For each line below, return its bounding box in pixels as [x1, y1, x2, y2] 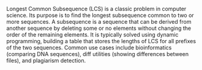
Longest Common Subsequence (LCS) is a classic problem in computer [6, 5, 187, 12]
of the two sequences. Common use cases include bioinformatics [6, 44, 172, 51]
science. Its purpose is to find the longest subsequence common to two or [6, 12, 194, 19]
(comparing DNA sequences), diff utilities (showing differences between [6, 51, 189, 57]
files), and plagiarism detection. [6, 57, 86, 64]
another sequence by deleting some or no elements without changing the [6, 24, 192, 32]
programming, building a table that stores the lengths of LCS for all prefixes [6, 38, 196, 44]
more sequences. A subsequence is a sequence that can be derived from [6, 18, 192, 25]
